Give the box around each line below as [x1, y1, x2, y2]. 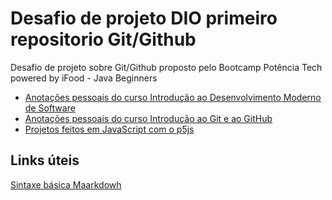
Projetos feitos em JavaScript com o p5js [24, 123, 195, 135]
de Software [24, 102, 76, 114]
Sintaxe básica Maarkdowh [10, 178, 122, 191]
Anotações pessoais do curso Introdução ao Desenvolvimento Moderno [24, 91, 322, 103]
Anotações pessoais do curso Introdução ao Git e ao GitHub [24, 112, 273, 124]
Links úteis [10, 152, 80, 169]
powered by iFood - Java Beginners [10, 72, 158, 84]
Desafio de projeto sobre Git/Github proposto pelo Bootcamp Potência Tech [10, 61, 323, 73]
